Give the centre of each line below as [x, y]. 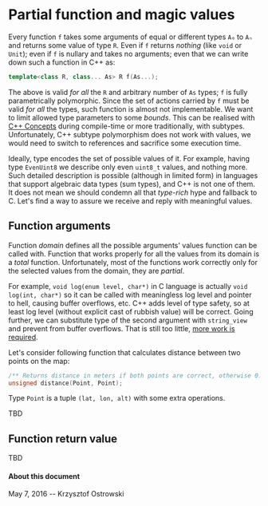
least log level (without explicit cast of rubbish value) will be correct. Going [131, 311]
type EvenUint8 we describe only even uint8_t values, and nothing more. [128, 167]
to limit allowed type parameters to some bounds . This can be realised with [132, 117]
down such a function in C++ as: [62, 62]
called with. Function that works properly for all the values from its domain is [134, 254]
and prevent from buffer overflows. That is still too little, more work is [122, 328]
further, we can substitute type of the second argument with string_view [128, 320]
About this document [44, 476]
